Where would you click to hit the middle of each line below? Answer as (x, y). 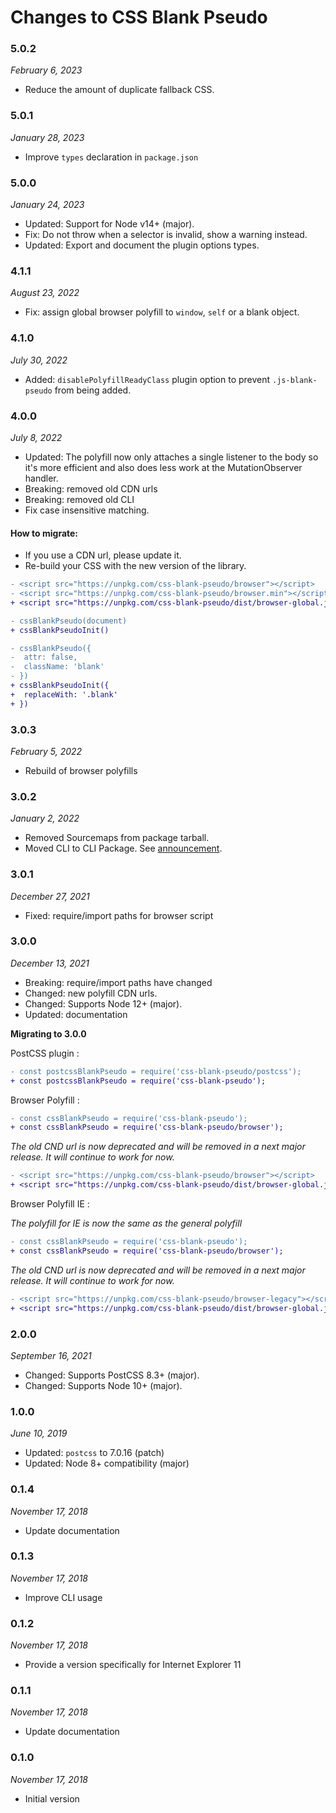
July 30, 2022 (39, 360)
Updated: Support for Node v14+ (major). (109, 224)
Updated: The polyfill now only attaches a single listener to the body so (171, 457)
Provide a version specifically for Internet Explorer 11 (133, 1665)
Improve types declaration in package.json (111, 157)
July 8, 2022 (36, 437)
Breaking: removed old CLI (79, 499)
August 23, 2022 (45, 293)
